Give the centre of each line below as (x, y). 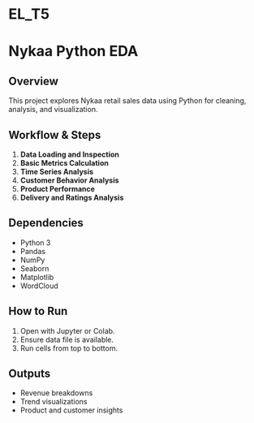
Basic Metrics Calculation (65, 163)
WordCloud (39, 286)
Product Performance (58, 189)
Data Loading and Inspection (70, 154)
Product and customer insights (71, 410)
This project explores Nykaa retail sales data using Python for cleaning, (127, 101)
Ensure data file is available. (67, 339)
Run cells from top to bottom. (69, 348)
